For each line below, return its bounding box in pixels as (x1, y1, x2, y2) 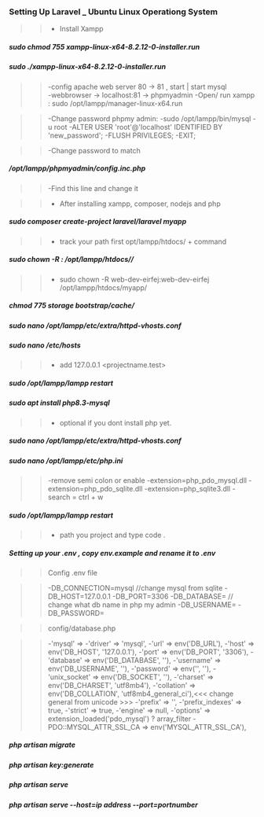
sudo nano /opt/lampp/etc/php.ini (9, 455, 123, 466)
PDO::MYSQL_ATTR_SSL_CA (47, 722, 141, 731)
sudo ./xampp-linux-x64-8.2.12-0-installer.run (9, 62, 167, 72)
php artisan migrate (9, 740, 76, 749)
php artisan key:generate (9, 760, 94, 769)
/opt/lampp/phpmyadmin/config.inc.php (9, 164, 146, 173)
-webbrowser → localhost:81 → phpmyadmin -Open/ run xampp (47, 90, 255, 100)
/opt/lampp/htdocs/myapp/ (59, 282, 148, 293)
